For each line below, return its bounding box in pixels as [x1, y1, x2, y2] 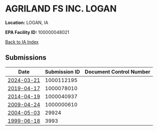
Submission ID [44, 68, 80, 75]
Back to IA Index [5, 38, 39, 45]
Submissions [5, 53, 46, 62]
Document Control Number [84, 68, 151, 75]
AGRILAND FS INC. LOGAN [5, 3, 117, 14]
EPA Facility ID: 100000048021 [5, 29, 70, 35]
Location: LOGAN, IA [5, 19, 48, 25]
